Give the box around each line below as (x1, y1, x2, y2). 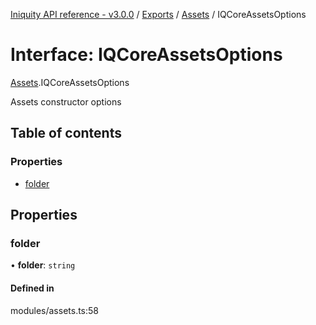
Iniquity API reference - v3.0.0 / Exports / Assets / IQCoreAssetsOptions (10, 9, 307, 20)
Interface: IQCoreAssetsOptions (10, 44, 283, 66)
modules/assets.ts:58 (10, 304, 99, 316)
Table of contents (10, 125, 122, 142)
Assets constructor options (10, 95, 122, 108)
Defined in (10, 282, 55, 294)
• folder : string (10, 259, 76, 271)
